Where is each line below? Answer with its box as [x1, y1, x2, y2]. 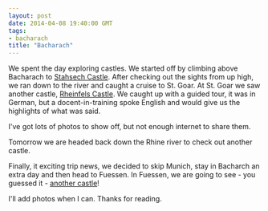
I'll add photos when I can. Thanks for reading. [8, 194, 162, 204]
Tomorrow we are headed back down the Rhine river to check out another [8, 137, 253, 147]
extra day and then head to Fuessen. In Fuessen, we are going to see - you [8, 170, 256, 180]
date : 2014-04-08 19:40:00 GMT [8, 19, 113, 27]
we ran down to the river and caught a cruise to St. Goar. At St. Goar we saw [8, 81, 261, 91]
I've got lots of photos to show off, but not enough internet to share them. [8, 122, 251, 132]
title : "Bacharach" [8, 42, 74, 50]
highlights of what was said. [8, 106, 101, 116]
